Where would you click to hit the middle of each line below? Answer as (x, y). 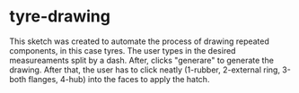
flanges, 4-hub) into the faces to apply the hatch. (119, 79)
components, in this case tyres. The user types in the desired (123, 50)
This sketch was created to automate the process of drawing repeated (139, 41)
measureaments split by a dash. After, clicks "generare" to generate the (141, 60)
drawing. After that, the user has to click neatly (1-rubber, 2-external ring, (145, 70)
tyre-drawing (60, 17)
